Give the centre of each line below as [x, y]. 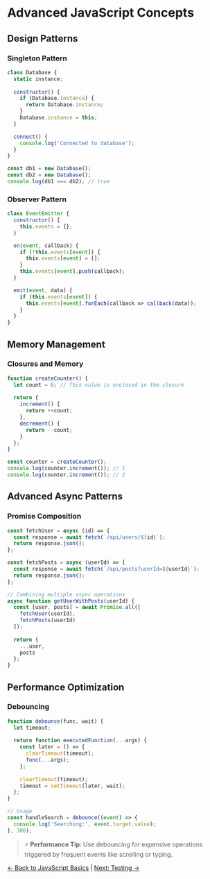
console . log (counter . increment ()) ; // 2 [67, 475]
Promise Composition [44, 517]
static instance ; [38, 79]
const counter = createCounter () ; [57, 462]
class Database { [32, 72]
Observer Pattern [37, 199]
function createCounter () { [48, 378]
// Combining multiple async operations [67, 594]
